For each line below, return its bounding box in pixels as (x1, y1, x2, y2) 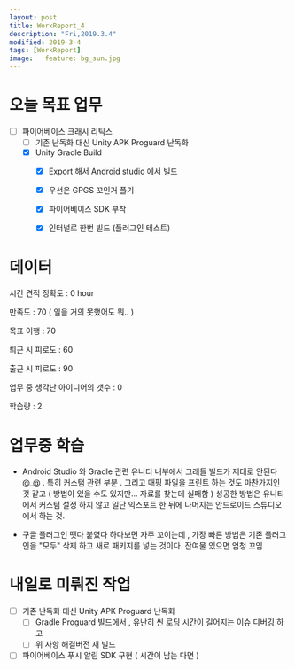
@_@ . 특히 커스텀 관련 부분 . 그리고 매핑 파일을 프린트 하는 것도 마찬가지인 (21, 478, 281, 488)
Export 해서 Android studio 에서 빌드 (48, 166, 178, 177)
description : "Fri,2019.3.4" (9, 29, 117, 38)
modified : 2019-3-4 (9, 37, 82, 47)
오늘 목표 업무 (9, 95, 103, 115)
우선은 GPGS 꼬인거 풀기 (48, 185, 135, 196)
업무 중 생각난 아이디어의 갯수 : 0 (9, 382, 122, 393)
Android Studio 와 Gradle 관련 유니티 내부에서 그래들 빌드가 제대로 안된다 (21, 466, 278, 477)
